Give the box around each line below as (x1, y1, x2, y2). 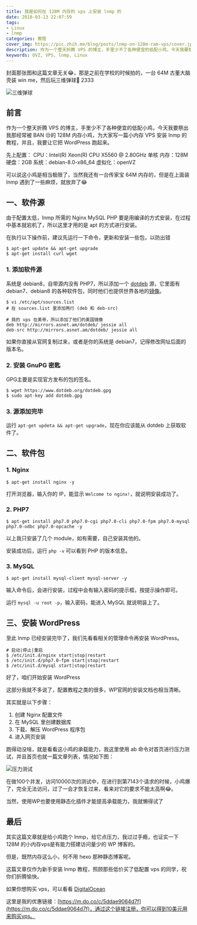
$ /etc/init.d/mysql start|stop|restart (6, 663, 107, 669)
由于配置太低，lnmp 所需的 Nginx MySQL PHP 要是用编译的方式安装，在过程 (6, 214, 191, 221)
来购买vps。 (6, 913, 36, 920)
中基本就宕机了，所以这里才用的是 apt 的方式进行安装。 (6, 221, 140, 229)
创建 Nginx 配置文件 (14, 711, 63, 718)
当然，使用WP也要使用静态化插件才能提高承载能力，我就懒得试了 (6, 798, 164, 805)
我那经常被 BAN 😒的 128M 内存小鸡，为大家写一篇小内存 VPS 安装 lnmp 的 (6, 131, 188, 139)
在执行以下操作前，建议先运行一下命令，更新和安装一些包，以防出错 (6, 234, 171, 241)
